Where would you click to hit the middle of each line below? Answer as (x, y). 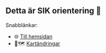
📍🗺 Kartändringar (37, 43)
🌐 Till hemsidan (33, 37)
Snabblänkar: (22, 25)
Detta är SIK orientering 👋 (53, 11)
